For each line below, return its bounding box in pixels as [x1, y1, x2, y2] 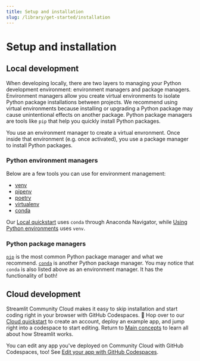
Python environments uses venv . [6, 225, 85, 232]
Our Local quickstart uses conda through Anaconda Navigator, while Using [6, 218, 187, 225]
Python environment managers [6, 156, 98, 164]
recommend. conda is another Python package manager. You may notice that [6, 260, 194, 267]
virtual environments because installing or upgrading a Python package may [6, 105, 193, 112]
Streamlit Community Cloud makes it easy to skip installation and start [6, 305, 178, 312]
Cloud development [6, 290, 81, 300]
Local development [6, 64, 79, 74]
